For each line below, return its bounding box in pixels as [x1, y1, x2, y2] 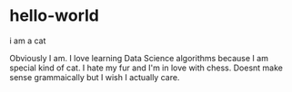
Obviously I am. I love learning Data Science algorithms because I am [9, 52, 268, 63]
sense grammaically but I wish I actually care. [9, 71, 180, 82]
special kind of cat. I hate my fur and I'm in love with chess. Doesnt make [9, 62, 284, 73]
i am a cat [9, 35, 46, 46]
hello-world [9, 5, 100, 26]
